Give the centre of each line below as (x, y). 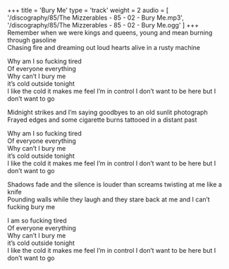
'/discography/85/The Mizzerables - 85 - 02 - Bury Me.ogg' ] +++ (103, 25)
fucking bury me (31, 207)
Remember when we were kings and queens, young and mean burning (110, 32)
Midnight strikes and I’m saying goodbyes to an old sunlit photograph (107, 112)
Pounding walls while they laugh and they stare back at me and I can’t (109, 199)
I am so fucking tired (37, 220)
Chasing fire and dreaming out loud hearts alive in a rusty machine (104, 48)
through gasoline (32, 40)
